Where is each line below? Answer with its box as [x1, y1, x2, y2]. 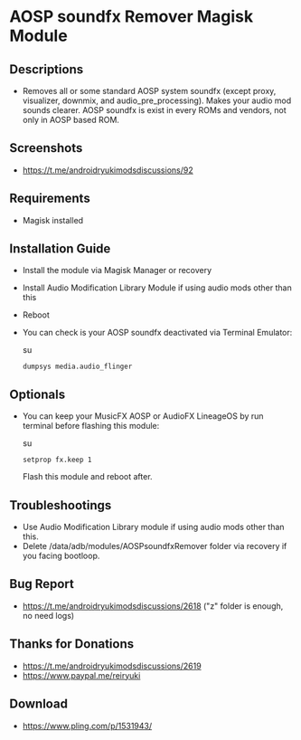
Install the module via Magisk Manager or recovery [22, 265, 212, 276]
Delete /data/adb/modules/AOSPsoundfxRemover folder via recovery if [22, 541, 287, 552]
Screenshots [9, 140, 83, 156]
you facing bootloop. [22, 550, 100, 562]
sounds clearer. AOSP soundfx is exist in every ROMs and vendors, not [22, 105, 287, 115]
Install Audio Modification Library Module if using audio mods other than [22, 282, 292, 293]
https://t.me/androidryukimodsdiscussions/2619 [22, 660, 202, 671]
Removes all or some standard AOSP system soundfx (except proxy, [22, 86, 277, 96]
